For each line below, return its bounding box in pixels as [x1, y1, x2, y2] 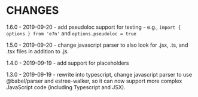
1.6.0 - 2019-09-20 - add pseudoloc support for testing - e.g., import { [6, 23, 181, 31]
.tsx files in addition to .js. [6, 47, 69, 54]
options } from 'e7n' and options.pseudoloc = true [6, 29, 136, 37]
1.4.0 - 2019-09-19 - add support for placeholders [6, 59, 129, 66]
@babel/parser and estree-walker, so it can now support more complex [6, 77, 182, 84]
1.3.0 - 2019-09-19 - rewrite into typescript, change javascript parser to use [6, 71, 193, 78]
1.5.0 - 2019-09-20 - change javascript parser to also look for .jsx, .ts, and [6, 41, 188, 48]
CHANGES [6, 4, 59, 17]
